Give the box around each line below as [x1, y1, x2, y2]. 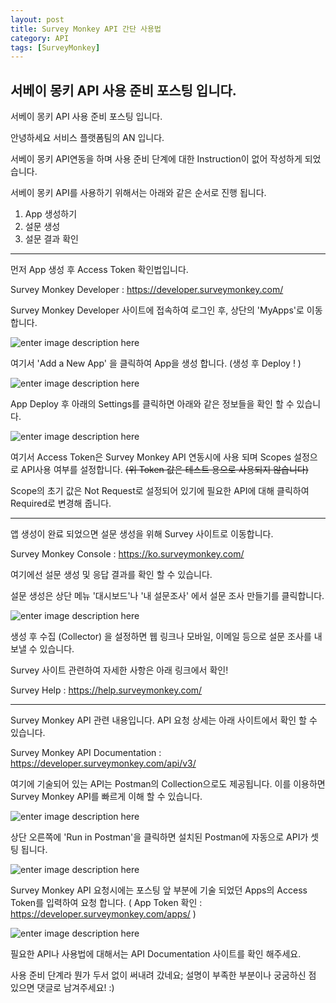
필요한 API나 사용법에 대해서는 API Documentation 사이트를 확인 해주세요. [10, 948, 302, 960]
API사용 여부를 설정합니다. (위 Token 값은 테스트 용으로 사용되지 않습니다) [20, 464, 309, 476]
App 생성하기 [24, 208, 78, 220]
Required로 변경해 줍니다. [10, 497, 112, 510]
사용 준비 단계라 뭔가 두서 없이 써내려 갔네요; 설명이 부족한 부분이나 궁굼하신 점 [10, 969, 317, 981]
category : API [10, 33, 70, 43]
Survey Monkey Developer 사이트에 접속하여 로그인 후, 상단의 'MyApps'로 [10, 304, 305, 316]
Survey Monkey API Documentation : [10, 747, 162, 759]
